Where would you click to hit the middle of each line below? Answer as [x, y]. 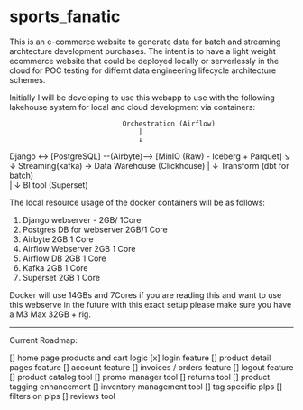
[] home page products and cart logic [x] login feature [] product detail [140, 358]
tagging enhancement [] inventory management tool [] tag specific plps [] [146, 387]
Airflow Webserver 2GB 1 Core [79, 248]
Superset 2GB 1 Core [61, 277]
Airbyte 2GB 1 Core [58, 239]
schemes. [28, 79]
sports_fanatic [65, 17]
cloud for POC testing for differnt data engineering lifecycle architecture [143, 70]
